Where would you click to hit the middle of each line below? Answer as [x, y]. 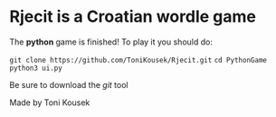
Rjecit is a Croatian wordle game [133, 17]
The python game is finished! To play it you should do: [111, 42]
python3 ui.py [36, 68]
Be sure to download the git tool [69, 84]
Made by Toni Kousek [50, 102]
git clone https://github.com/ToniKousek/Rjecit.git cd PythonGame [138, 60]
